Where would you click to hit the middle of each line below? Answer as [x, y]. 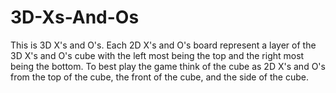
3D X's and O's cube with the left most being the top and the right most [157, 55]
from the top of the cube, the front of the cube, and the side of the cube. [159, 77]
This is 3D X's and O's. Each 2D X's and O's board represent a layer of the [163, 45]
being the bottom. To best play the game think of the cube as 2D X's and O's [168, 66]
